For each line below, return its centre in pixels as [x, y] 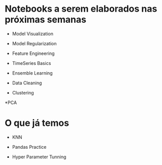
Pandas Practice [29, 147]
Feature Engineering [33, 53]
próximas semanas [46, 20]
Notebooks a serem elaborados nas [81, 9]
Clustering [23, 92]
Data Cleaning [27, 83]
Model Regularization [34, 43]
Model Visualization [33, 34]
